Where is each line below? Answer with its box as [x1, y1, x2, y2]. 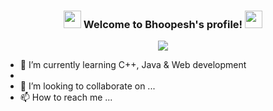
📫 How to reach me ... [19, 91, 113, 104]
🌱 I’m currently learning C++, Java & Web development [19, 59, 247, 71]
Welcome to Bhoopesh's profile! [83, 17, 243, 31]
